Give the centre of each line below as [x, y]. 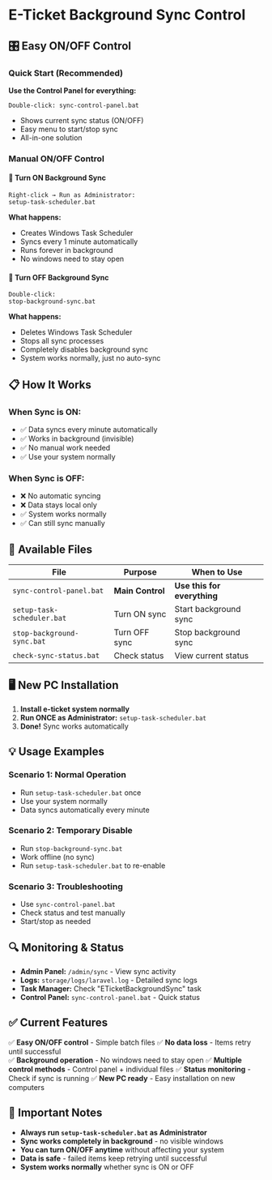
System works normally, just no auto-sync [90, 358]
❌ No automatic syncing [60, 496]
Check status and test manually [72, 913]
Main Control [139, 591]
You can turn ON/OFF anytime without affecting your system [122, 1149]
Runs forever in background [66, 250]
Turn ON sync [140, 614]
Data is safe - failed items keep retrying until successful [114, 1158]
